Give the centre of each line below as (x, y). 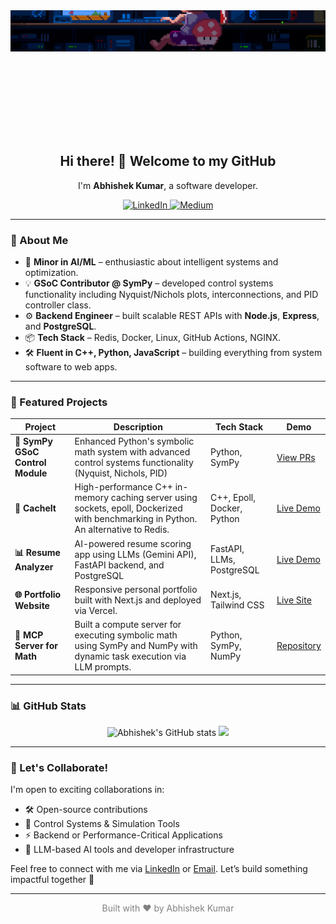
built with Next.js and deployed (138, 600)
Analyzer (34, 567)
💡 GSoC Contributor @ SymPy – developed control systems (149, 283)
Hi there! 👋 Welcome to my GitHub (168, 161)
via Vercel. (96, 610)
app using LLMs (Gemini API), (135, 554)
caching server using (154, 498)
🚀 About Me (39, 240)
